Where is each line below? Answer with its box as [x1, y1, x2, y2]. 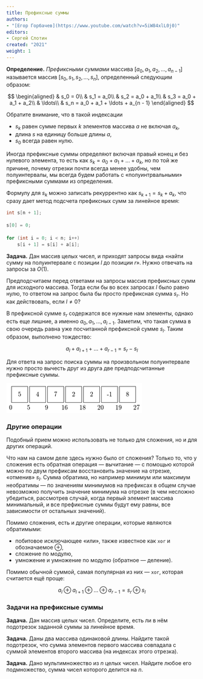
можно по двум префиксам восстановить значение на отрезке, [6, 467, 171, 475]
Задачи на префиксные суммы [6, 603, 104, 611]
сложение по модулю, [15, 550, 73, 557]
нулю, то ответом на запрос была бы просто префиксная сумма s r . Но [6, 290, 189, 299]
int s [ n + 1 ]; [6, 210, 42, 216]
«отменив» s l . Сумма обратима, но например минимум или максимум [6, 474, 191, 482]
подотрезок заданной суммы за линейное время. [6, 623, 135, 631]
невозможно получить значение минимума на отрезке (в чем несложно [6, 488, 195, 495]
